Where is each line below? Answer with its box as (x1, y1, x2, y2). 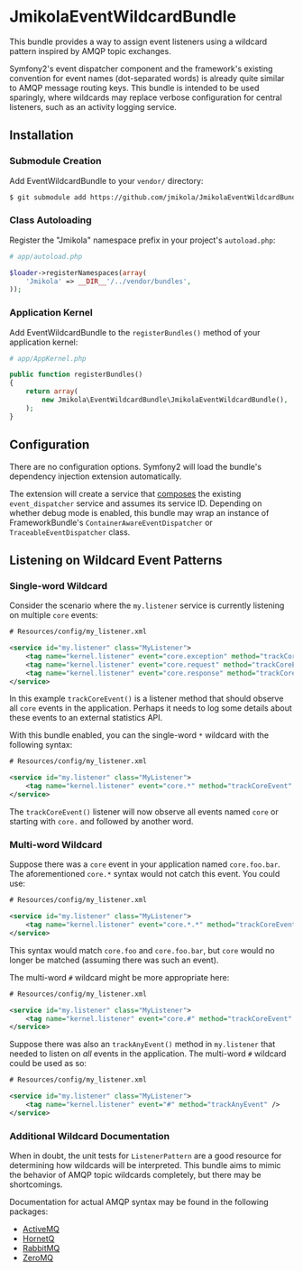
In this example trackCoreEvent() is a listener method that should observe (9, 693, 284, 705)
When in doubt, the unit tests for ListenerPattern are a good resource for (9, 1150, 282, 1161)
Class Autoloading (9, 214, 92, 226)
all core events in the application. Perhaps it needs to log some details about (9, 703, 293, 714)
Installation (9, 128, 74, 143)
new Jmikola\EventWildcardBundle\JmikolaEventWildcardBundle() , (41, 395, 289, 405)
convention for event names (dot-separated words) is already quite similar (9, 72, 285, 83)
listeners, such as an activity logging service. (9, 101, 178, 112)
